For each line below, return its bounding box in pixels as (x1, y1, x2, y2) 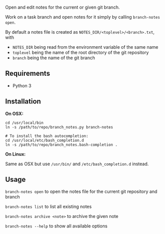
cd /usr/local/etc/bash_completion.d (5, 138, 84, 143)
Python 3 (12, 82, 32, 88)
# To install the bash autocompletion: (5, 133, 89, 139)
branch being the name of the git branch (12, 55, 95, 61)
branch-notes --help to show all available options (5, 223, 108, 229)
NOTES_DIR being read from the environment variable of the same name (12, 44, 159, 50)
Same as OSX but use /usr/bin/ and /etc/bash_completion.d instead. (5, 161, 149, 167)
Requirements (5, 69, 50, 78)
